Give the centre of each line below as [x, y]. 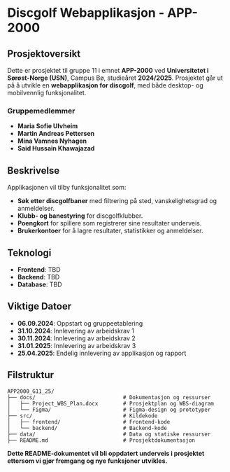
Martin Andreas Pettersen [56, 134]
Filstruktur [31, 375]
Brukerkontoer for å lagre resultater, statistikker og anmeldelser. [110, 231]
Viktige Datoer [39, 306]
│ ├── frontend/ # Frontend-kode [89, 422]
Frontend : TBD [39, 269]
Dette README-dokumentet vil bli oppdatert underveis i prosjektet [106, 453]
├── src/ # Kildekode [82, 416]
